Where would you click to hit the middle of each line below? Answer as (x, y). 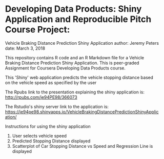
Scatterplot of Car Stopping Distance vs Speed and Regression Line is (82, 146)
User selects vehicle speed (39, 136)
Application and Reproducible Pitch (78, 19)
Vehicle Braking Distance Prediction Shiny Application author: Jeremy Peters (82, 43)
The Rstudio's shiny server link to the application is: (57, 106)
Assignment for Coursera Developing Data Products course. (65, 68)
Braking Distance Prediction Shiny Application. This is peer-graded (72, 63)
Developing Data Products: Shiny (73, 9)
